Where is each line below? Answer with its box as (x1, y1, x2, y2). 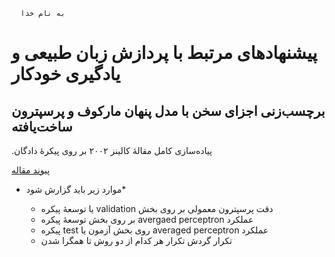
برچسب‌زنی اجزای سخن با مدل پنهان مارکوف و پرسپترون (11, 102, 326, 119)
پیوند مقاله (11, 164, 51, 176)
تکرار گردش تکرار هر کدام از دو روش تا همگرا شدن (40, 235, 233, 246)
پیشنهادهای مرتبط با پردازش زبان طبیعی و (11, 42, 318, 64)
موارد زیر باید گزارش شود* (25, 184, 127, 195)
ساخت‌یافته (11, 118, 73, 135)
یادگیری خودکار (11, 63, 121, 86)
